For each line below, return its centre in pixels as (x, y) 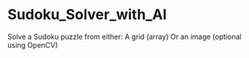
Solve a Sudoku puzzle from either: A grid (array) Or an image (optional (125, 37)
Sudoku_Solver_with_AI (87, 15)
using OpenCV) (33, 44)
